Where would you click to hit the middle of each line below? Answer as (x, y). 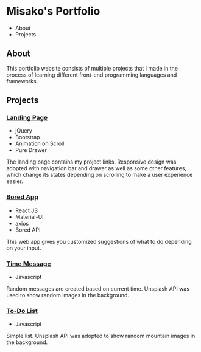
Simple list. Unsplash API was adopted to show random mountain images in (101, 336)
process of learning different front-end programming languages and (92, 75)
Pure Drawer (31, 150)
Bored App (22, 197)
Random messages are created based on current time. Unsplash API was (98, 289)
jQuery (23, 131)
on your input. (24, 248)
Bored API (28, 230)
